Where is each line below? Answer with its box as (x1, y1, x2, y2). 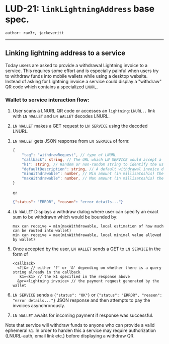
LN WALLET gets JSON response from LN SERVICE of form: (12, 138, 130, 144)
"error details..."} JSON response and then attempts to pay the (12, 297, 150, 303)
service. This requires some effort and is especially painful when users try (5, 68, 159, 74)
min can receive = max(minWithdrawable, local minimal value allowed (12, 233, 162, 238)
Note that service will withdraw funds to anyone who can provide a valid (5, 322, 155, 328)
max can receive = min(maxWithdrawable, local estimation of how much (12, 223, 164, 228)
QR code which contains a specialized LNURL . (5, 84, 98, 90)
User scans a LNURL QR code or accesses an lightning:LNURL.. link (12, 108, 155, 114)
